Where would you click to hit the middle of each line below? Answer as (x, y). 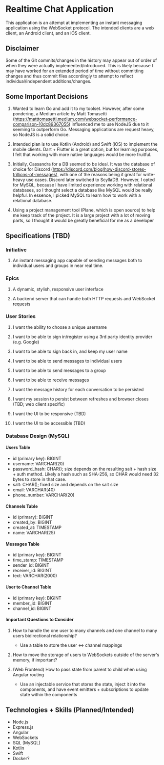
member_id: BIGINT (32, 603)
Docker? (21, 758)
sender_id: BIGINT (31, 565)
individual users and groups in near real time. (58, 265)
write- (149, 174)
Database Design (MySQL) (38, 436)
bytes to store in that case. (39, 479)
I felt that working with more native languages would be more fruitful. (82, 154)
